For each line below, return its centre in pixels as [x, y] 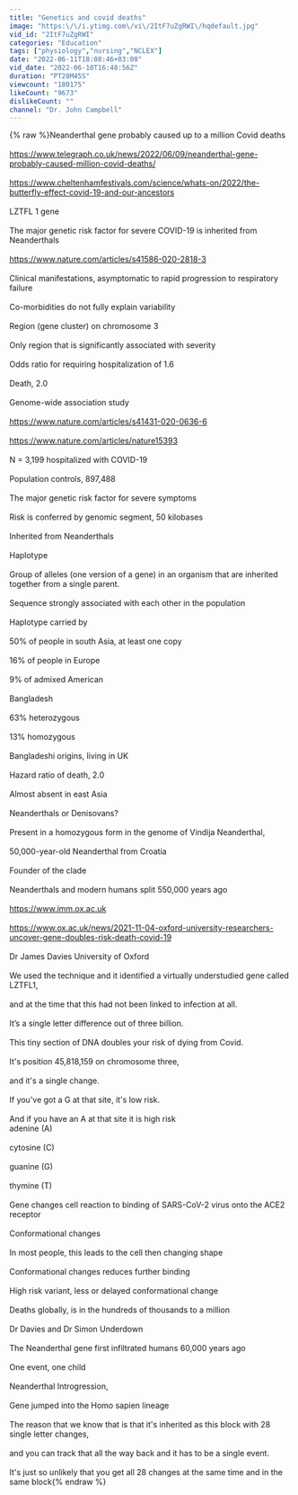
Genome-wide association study [70, 403]
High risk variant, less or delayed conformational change [114, 1291]
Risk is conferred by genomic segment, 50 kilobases [106, 517]
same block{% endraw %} [58, 1482]
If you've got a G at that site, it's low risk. [85, 1100]
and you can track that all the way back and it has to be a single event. [140, 1454]
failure [21, 288]
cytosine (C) [32, 1148]
